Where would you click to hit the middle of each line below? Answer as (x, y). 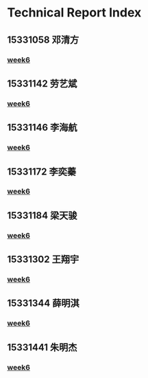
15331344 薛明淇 (44, 303)
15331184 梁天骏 (42, 215)
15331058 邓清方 (43, 40)
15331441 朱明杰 (42, 347)
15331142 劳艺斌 (42, 84)
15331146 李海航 (42, 127)
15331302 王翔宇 (43, 259)
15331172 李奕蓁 (42, 171)
